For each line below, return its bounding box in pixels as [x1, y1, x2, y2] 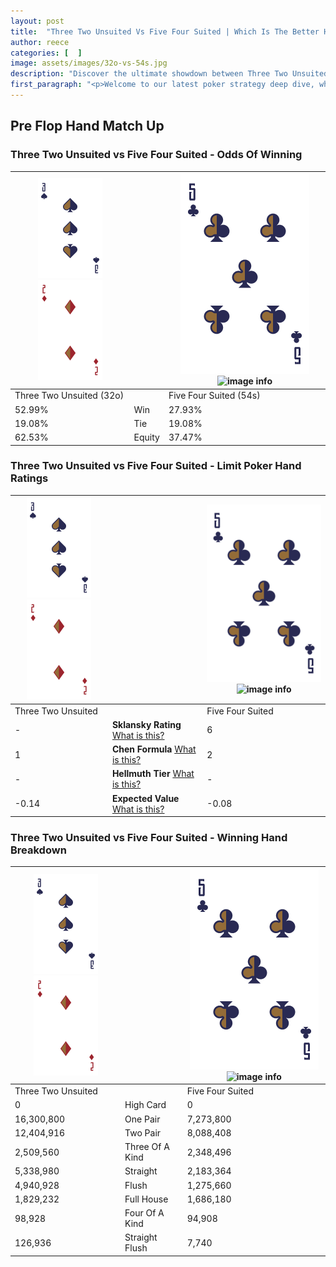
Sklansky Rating [111, 718, 182, 730]
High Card [124, 1099, 167, 1111]
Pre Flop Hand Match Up [10, 118, 165, 135]
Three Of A [124, 1141, 170, 1153]
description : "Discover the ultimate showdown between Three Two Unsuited [10, 69, 329, 79]
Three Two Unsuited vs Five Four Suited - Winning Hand [10, 831, 288, 845]
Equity [133, 431, 160, 444]
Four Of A [124, 1207, 165, 1219]
